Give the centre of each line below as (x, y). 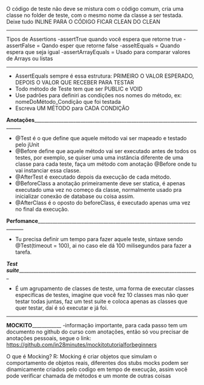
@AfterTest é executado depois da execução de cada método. (93, 177)
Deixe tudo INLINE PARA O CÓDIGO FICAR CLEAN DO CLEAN (83, 22)
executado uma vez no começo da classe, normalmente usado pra (98, 190)
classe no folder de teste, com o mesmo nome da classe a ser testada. (95, 15)
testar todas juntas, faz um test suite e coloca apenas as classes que (101, 301)
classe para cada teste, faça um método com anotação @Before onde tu (106, 164)
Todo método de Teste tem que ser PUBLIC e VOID (79, 89)
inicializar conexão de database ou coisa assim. (75, 196)
